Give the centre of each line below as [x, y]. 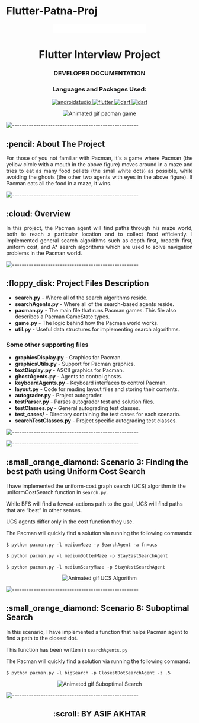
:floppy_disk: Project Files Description [78, 283]
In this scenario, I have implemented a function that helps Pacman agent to [97, 632]
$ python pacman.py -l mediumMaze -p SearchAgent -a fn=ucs [82, 545]
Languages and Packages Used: [99, 89]
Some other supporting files [47, 345]
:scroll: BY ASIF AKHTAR [99, 714]
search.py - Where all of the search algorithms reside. [81, 298]
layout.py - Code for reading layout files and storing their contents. [97, 389]
